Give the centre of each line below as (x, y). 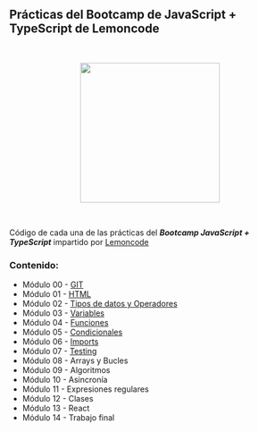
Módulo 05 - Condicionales (72, 332)
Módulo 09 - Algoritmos (66, 370)
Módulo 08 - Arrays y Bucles (75, 360)
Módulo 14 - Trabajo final (68, 418)
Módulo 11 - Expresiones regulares (85, 389)
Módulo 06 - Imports (60, 342)
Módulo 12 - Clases (58, 399)
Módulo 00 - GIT (53, 284)
